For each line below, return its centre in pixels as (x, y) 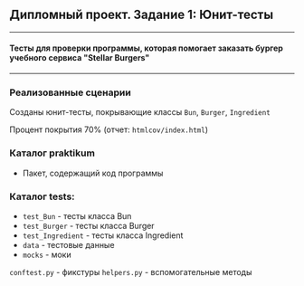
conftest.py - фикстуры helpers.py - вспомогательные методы (131, 272)
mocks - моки (47, 254)
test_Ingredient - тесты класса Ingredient (103, 235)
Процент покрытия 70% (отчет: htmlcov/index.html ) (109, 129)
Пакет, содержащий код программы (93, 173)
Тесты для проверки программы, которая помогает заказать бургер (146, 48)
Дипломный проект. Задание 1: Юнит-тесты (142, 15)
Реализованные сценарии (70, 92)
